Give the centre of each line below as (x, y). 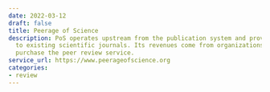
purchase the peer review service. (75, 53)
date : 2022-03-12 (37, 16)
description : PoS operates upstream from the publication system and (127, 38)
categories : (28, 68)
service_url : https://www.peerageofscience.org (90, 61)
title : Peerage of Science (53, 30)
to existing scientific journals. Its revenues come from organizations (140, 46)
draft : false (30, 23)
